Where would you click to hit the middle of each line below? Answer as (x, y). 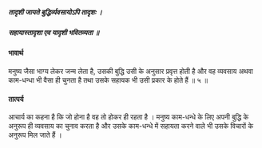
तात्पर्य (16, 99)
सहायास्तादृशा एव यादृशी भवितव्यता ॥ (54, 32)
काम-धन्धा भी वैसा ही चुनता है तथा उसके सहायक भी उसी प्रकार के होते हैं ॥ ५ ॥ (108, 80)
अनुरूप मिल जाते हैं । (35, 135)
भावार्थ (16, 53)
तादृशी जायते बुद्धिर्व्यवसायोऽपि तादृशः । (55, 12)
